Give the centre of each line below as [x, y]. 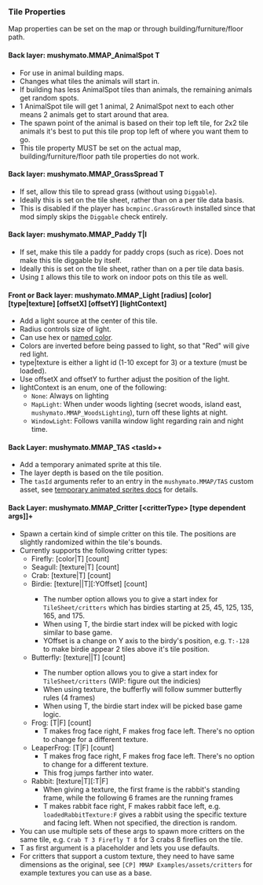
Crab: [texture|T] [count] [71, 575]
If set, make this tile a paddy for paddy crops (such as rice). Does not [131, 252]
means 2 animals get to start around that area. [94, 114]
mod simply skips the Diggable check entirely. [93, 216]
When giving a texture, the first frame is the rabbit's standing [141, 789]
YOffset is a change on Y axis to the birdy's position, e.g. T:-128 [146, 640]
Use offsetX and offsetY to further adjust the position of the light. [124, 379]
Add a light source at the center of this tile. [88, 321]
